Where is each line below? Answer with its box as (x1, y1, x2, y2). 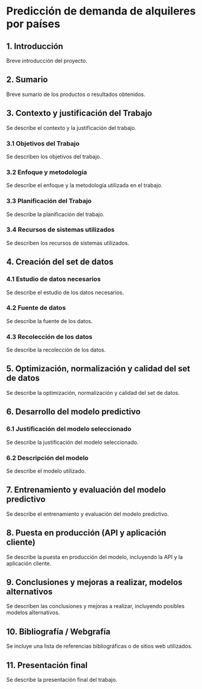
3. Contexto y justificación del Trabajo (6, 108, 153, 118)
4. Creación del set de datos (6, 257, 113, 267)
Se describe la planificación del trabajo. (6, 210, 105, 218)
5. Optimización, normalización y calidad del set (6, 364, 191, 374)
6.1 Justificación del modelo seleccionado (6, 425, 131, 433)
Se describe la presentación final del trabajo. (6, 676, 118, 683)
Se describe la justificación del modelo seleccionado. (6, 438, 139, 446)
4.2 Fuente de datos (6, 304, 66, 312)
